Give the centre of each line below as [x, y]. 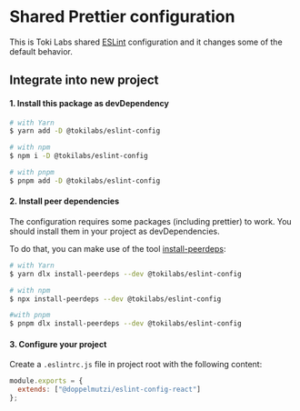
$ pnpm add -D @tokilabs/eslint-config [85, 180]
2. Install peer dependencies [65, 201]
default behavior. [41, 51]
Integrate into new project [84, 80]
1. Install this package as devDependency [90, 103]
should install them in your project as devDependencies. [115, 231]
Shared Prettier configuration [122, 17]
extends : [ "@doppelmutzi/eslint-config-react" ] [110, 390]
